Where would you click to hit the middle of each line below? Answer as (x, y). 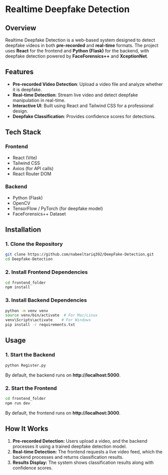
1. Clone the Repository (34, 244)
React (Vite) (25, 157)
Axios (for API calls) (33, 168)
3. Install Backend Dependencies (46, 300)
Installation (23, 230)
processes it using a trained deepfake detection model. (70, 446)
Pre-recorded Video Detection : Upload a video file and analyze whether (88, 84)
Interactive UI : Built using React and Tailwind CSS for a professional (83, 105)
